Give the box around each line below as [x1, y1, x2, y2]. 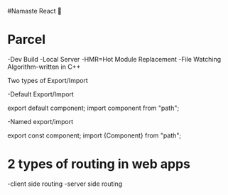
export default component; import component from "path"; [7, 104, 180, 112]
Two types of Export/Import [7, 76, 89, 84]
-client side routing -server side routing [7, 179, 123, 188]
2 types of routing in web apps [7, 156, 190, 172]
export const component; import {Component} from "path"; [7, 131, 182, 140]
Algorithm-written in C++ [7, 62, 81, 71]
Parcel [7, 32, 46, 48]
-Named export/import [7, 117, 74, 126]
